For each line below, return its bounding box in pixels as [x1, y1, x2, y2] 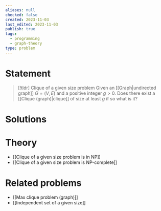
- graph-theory [10, 41, 42, 46]
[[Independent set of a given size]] [12, 199, 86, 205]
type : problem [5, 46, 36, 51]
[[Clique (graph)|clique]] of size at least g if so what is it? [17, 95, 138, 101]
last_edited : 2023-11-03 [5, 22, 58, 27]
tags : [5, 31, 17, 36]
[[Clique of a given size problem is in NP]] [12, 154, 101, 160]
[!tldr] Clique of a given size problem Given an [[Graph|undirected [17, 85, 156, 91]
